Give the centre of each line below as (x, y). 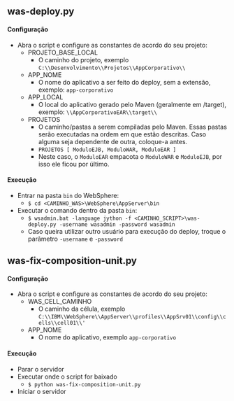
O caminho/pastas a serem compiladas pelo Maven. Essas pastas (132, 127)
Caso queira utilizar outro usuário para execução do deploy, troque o (127, 231)
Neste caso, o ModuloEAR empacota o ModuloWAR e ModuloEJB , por (130, 156)
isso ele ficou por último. (74, 164)
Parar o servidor (41, 369)
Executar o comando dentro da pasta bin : (77, 210)
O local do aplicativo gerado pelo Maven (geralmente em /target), (132, 104)
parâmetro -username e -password (75, 239)
